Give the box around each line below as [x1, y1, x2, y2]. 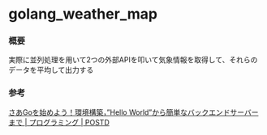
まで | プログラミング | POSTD [8, 117, 110, 127]
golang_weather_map [8, 5, 158, 23]
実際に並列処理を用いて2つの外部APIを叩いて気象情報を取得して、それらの [8, 55, 258, 65]
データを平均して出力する [8, 65, 94, 75]
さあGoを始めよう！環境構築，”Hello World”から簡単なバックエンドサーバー [8, 107, 259, 117]
